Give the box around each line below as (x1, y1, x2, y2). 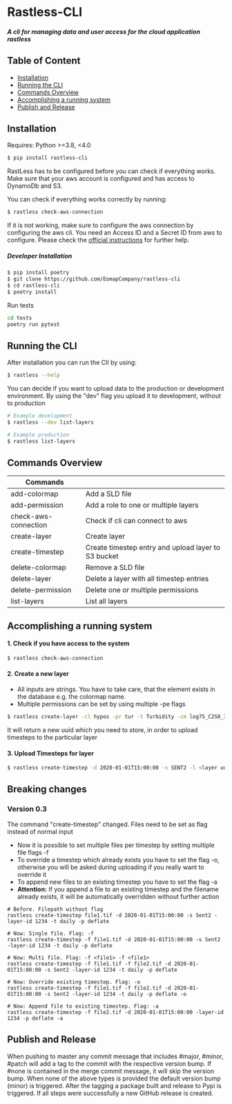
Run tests (7, 301, 35, 309)
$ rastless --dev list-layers (7, 418, 95, 426)
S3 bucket (85, 551, 119, 561)
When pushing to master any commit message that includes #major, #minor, (7, 1052, 224, 1060)
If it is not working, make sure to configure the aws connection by (7, 221, 194, 229)
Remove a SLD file (85, 562, 145, 572)
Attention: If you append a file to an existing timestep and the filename (17, 884, 219, 893)
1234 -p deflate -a (7, 1015, 64, 1022)
